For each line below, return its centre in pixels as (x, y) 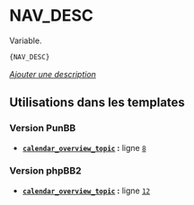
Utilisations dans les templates (97, 103)
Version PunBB (43, 129)
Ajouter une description (53, 74)
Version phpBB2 (46, 171)
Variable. (26, 40)
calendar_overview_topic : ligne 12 (86, 191)
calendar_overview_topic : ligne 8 (84, 147)
